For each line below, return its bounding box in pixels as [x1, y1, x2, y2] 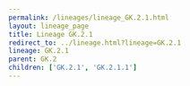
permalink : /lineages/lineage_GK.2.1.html [8, 13, 169, 22]
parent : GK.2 [8, 55, 57, 64]
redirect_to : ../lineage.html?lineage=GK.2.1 [8, 38, 181, 47]
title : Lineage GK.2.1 [8, 30, 93, 39]
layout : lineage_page [8, 21, 90, 30]
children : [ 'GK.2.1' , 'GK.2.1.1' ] [8, 64, 138, 73]
